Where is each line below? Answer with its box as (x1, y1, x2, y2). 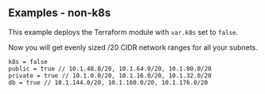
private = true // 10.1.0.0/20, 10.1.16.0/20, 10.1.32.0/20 (8, 71, 212, 80)
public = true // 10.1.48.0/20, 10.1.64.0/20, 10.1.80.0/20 (8, 65, 212, 73)
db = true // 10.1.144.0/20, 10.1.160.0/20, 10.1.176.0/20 (8, 78, 208, 86)
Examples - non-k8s (8, 6, 111, 20)
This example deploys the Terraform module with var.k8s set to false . (8, 27, 239, 36)
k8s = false (8, 58, 48, 66)
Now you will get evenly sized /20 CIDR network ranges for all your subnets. (8, 43, 259, 52)
